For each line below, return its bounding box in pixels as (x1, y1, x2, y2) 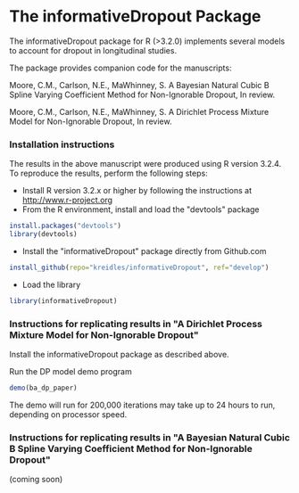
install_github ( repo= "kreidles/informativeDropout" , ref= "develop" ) (9, 263, 270, 272)
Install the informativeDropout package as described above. (9, 349, 229, 360)
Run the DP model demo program (9, 366, 132, 377)
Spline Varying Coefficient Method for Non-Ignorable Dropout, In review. (9, 89, 276, 100)
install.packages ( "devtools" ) (9, 221, 122, 231)
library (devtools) (9, 230, 78, 239)
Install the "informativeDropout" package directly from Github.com (21, 245, 267, 256)
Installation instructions (9, 138, 115, 151)
